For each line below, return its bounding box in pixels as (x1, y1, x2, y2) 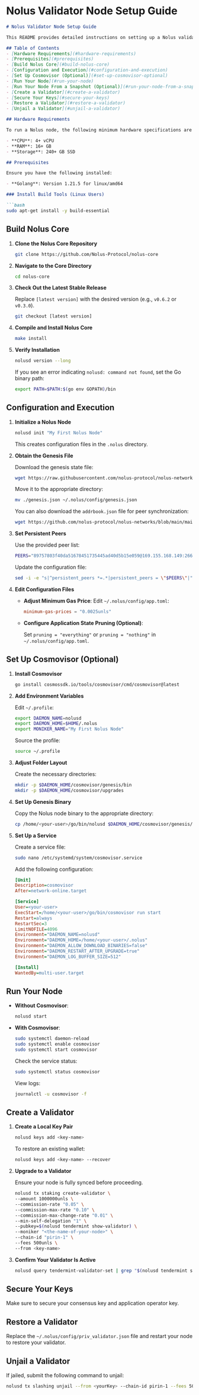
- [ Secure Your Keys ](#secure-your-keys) (6, 95, 110, 101)
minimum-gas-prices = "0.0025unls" (23, 608, 111, 614)
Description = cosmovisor (14, 883, 74, 889)
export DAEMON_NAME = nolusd (14, 715, 82, 721)
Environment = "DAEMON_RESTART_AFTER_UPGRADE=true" (14, 948, 140, 954)
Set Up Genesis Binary (14, 798, 72, 805)
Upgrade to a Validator (14, 1168, 72, 1175)
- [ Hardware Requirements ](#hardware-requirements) (6, 50, 136, 57)
